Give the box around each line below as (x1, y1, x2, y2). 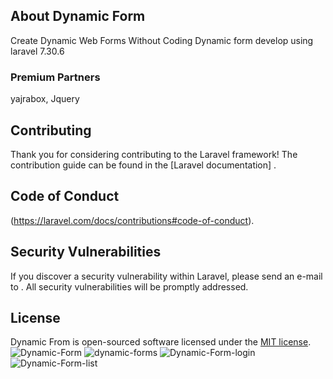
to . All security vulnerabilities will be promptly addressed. (10, 280, 249, 293)
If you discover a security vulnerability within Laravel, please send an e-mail (10, 270, 323, 282)
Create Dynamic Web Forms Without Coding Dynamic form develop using (10, 34, 314, 46)
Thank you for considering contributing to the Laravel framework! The (10, 148, 298, 160)
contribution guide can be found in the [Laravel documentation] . (10, 159, 277, 171)
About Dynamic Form (10, 8, 146, 25)
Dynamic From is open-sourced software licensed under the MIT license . (10, 336, 312, 348)
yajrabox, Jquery (10, 93, 80, 105)
